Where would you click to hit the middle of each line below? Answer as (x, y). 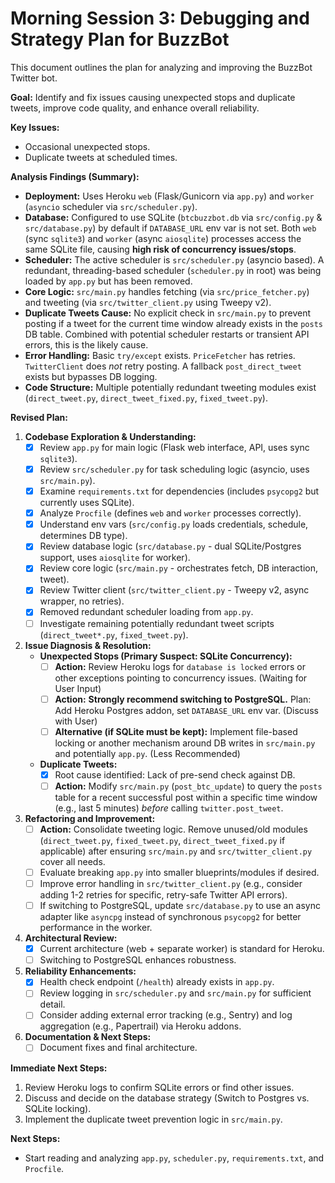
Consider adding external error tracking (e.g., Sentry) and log (166, 1015)
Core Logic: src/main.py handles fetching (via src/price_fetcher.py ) (167, 291)
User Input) (78, 688)
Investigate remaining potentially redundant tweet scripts (157, 623)
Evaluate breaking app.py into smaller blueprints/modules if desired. (179, 872)
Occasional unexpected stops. (87, 146)
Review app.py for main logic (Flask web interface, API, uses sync (174, 447)
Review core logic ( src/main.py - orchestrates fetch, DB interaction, (179, 568)
